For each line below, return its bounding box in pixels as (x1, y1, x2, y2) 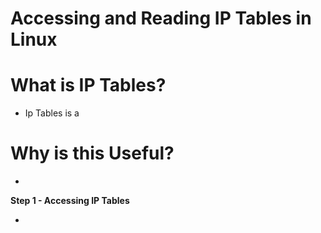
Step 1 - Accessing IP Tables (10, 195, 130, 207)
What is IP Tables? (10, 74, 167, 97)
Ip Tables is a (24, 107, 80, 119)
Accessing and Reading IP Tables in (10, 7, 312, 30)
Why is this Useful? (10, 142, 175, 165)
